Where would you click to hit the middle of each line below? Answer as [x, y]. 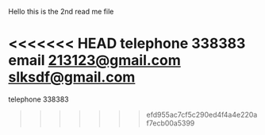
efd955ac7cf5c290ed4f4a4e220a [202, 114]
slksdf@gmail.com [72, 77]
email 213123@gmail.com [94, 61]
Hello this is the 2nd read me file [61, 12]
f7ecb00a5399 [171, 123]
